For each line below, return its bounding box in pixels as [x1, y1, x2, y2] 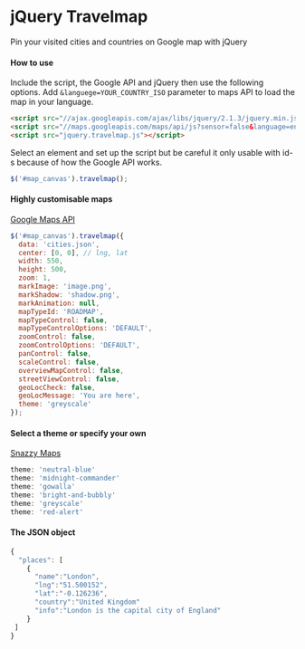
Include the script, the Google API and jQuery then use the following [10, 77, 264, 88]
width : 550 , [18, 256, 64, 266]
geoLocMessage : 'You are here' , [18, 391, 141, 400]
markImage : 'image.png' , [18, 282, 112, 291]
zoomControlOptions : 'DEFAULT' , [18, 341, 141, 350]
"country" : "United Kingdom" [33, 597, 141, 606]
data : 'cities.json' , [18, 240, 100, 249]
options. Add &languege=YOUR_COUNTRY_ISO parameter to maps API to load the [10, 87, 295, 98]
